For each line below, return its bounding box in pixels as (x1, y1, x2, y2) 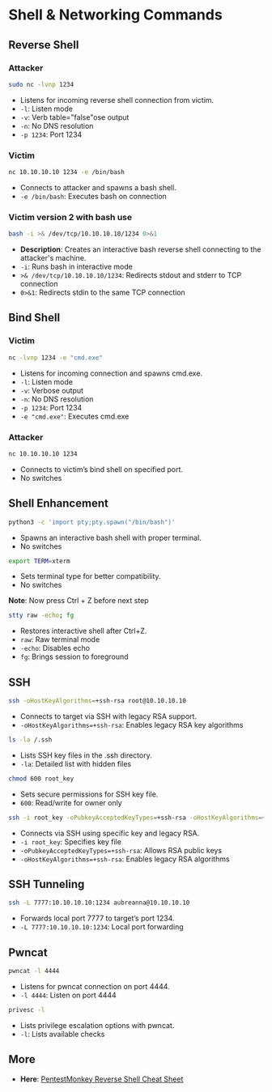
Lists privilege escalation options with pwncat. (19, 1020, 175, 1030)
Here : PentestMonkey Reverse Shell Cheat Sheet (19, 1074, 184, 1084)
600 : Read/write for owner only (19, 797, 123, 807)
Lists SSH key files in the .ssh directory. (19, 750, 152, 760)
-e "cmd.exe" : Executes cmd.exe (19, 411, 130, 421)
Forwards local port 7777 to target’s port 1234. (19, 913, 176, 924)
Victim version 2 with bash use (8, 211, 133, 223)
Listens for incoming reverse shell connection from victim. (19, 95, 215, 104)
